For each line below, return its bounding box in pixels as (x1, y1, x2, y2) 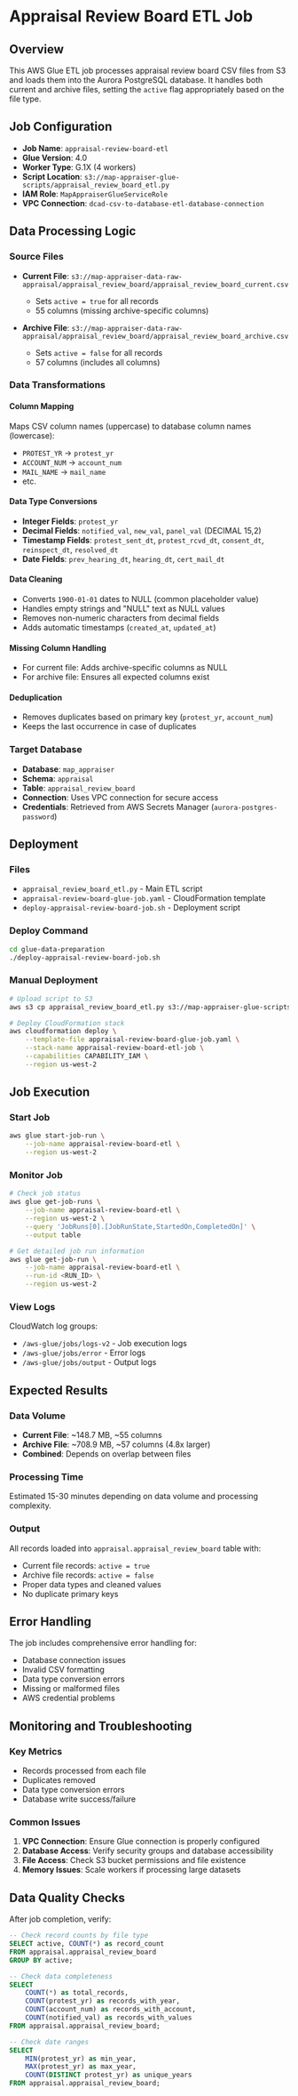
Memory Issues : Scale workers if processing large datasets (21, 1865, 241, 1875)
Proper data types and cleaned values (21, 1578, 161, 1589)
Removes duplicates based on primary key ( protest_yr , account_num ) (21, 711, 273, 722)
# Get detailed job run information (9, 1247, 145, 1256)
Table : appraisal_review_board (21, 783, 136, 793)
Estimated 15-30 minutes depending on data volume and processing (9, 1491, 259, 1502)
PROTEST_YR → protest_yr (21, 447, 114, 458)
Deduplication (9, 692, 63, 703)
